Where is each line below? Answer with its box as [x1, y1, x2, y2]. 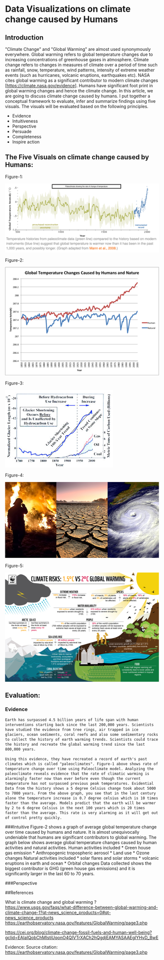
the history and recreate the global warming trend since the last [5, 742, 145, 747]
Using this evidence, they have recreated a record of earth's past [5, 757, 147, 762]
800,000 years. [5, 747, 36, 752]
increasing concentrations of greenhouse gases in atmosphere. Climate [5, 57, 149, 62]
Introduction [5, 33, 44, 42]
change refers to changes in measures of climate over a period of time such [5, 62, 158, 68]
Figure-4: [5, 472, 24, 478]
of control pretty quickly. [5, 816, 62, 821]
